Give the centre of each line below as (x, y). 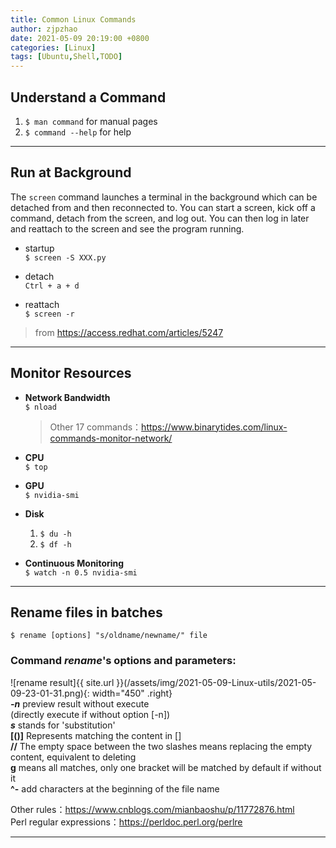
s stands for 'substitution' (63, 725)
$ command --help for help (78, 132)
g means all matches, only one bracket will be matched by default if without (166, 767)
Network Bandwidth (67, 397)
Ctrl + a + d (52, 286)
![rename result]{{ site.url (62, 682)
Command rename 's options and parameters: (123, 661)
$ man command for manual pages (91, 121)
